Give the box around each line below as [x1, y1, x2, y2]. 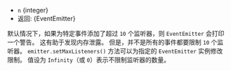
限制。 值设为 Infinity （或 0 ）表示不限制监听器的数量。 [7, 56, 171, 64]
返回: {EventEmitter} [17, 14, 76, 22]
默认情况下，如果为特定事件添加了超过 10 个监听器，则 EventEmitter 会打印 [7, 30, 225, 37]
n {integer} [17, 6, 49, 14]
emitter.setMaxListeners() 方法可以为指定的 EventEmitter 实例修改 [27, 47, 223, 55]
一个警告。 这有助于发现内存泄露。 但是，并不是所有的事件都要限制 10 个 [7, 38, 218, 46]
